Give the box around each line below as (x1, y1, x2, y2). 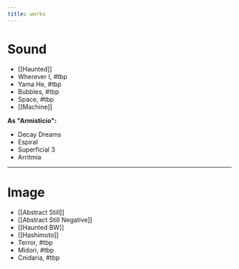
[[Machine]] (17, 102, 53, 111)
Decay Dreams (17, 130, 62, 139)
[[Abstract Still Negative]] (17, 215, 92, 224)
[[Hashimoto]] (17, 231, 59, 239)
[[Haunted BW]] (17, 223, 65, 231)
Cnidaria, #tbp (17, 253, 60, 262)
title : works (7, 10, 46, 18)
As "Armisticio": (7, 116, 57, 125)
